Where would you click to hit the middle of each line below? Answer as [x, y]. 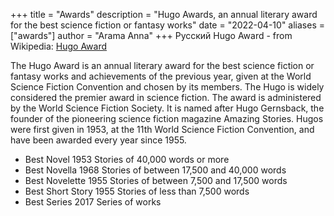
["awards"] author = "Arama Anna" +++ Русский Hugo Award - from [151, 35]
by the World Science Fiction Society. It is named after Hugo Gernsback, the [167, 108]
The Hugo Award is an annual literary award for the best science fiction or [162, 65]
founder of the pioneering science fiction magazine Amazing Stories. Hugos [167, 118]
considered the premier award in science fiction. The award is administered [166, 97]
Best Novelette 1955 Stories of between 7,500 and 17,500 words [156, 180]
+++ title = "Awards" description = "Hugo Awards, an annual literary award [164, 14]
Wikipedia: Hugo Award [59, 46]
